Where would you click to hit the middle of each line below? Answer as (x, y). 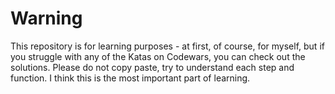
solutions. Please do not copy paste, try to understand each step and (152, 67)
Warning (46, 18)
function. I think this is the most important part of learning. (130, 78)
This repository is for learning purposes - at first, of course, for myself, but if (167, 46)
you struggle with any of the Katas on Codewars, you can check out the (158, 56)
